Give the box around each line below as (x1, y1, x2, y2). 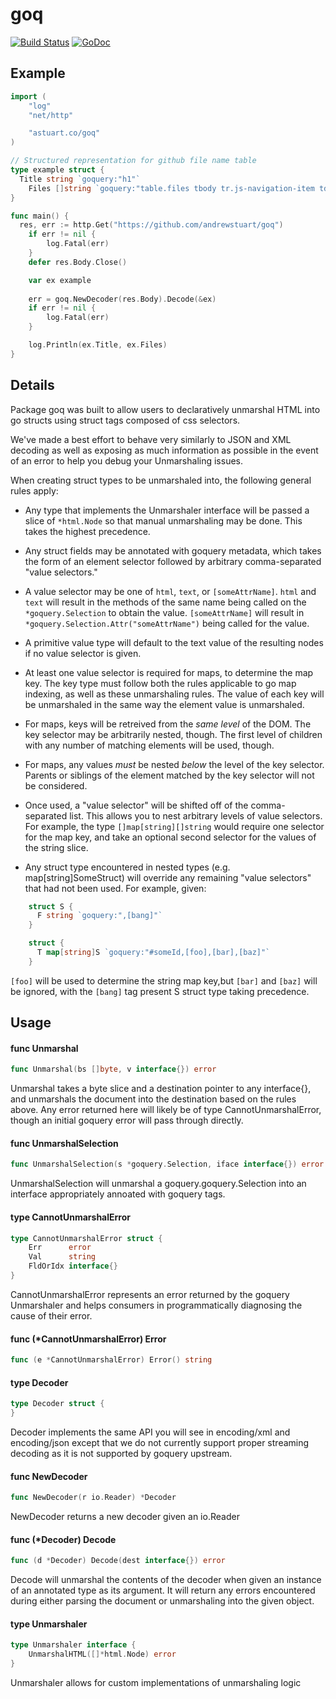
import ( (10, 91, 47, 102)
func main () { (10, 211, 70, 221)
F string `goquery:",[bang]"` (36, 911, 163, 921)
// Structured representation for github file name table (10, 156, 257, 166)
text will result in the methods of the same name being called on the (24, 596, 307, 608)
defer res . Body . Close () (28, 257, 128, 267)
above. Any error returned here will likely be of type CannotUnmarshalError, (10, 1104, 322, 1116)
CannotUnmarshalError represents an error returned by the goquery (10, 1288, 290, 1300)
